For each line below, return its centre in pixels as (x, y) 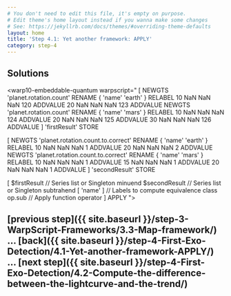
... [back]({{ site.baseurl (60, 241)
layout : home (26, 33)
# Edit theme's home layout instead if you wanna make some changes (108, 20)
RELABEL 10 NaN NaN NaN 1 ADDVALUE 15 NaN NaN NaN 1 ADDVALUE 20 (113, 162)
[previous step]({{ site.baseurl (74, 219)
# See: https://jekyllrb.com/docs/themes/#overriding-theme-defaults (109, 26)
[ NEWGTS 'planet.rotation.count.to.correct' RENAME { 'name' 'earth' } (108, 140)
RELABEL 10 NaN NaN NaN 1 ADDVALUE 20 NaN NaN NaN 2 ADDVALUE (110, 147)
